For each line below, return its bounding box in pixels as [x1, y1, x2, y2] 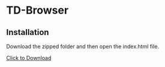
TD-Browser [6, 4, 69, 17]
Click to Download [6, 55, 52, 61]
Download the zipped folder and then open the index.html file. [6, 43, 160, 50]
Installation [6, 27, 49, 37]
